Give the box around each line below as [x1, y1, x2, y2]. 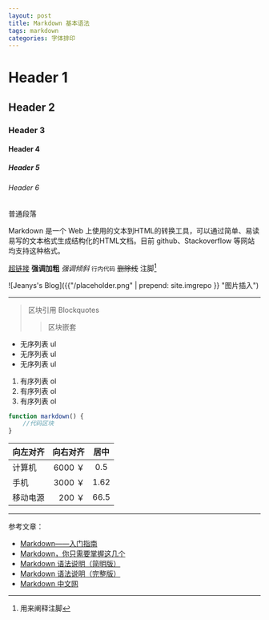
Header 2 [8, 100, 56, 114]
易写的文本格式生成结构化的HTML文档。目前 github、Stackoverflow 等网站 [8, 236, 255, 245]
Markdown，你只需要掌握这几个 [19, 549, 126, 558]
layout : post [8, 11, 52, 20]
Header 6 [8, 183, 40, 192]
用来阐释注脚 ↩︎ [19, 603, 70, 614]
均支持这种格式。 [8, 245, 65, 255]
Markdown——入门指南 [19, 539, 98, 549]
